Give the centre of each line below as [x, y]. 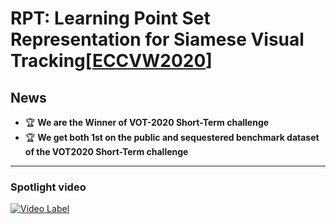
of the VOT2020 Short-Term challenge [106, 151]
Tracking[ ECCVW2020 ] [111, 61]
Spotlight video [48, 187]
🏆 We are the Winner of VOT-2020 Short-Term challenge [147, 122]
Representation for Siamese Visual [157, 39]
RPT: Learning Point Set [110, 18]
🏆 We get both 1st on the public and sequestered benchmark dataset [172, 137]
